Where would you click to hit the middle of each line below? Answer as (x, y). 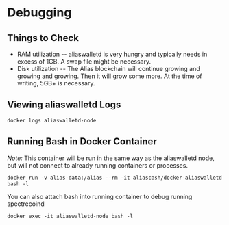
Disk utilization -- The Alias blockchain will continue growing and (108, 69)
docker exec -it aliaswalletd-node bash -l (70, 216)
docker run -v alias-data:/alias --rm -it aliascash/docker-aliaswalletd (115, 178)
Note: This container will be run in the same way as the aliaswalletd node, (111, 158)
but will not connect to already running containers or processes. (98, 165)
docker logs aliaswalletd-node (52, 120)
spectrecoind (26, 204)
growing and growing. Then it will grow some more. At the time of (109, 76)
